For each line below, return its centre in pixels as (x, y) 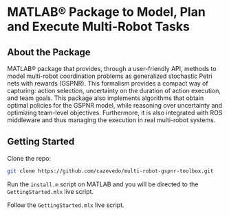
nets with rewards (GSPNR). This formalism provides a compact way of (108, 83)
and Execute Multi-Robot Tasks (99, 27)
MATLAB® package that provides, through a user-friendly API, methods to (112, 69)
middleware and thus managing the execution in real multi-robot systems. (111, 120)
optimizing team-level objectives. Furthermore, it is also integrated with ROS (115, 112)
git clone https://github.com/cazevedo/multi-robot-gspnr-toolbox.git (110, 171)
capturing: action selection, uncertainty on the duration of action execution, (114, 91)
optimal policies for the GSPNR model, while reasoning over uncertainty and (115, 105)
